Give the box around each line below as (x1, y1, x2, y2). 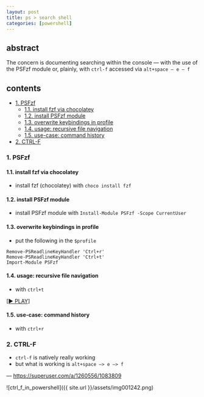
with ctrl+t (15, 286, 44, 293)
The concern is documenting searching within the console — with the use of (6, 59, 198, 66)
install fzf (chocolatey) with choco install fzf (15, 182, 132, 189)
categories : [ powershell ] (6, 20, 72, 26)
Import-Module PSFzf (6, 259, 59, 265)
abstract (6, 43, 40, 53)
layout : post (6, 9, 40, 15)
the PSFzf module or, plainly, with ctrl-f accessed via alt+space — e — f (6, 65, 191, 73)
